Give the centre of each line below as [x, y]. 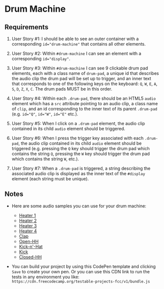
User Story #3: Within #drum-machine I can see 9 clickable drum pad [80, 68]
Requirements [26, 27]
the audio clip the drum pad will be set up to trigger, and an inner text [81, 78]
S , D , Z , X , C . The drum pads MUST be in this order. [62, 89]
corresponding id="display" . [41, 59]
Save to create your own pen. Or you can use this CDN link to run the [81, 271]
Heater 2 [28, 221]
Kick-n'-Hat [31, 246]
